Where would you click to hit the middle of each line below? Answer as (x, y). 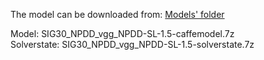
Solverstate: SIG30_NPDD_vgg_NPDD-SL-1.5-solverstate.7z (132, 44)
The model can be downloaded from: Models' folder (117, 14)
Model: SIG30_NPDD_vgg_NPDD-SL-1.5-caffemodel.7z (122, 33)
